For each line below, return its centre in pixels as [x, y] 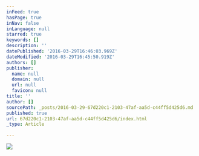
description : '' [27, 46]
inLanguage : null [28, 29]
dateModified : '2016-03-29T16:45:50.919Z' [60, 57]
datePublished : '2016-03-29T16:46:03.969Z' [62, 51]
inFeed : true [23, 12]
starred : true [24, 34]
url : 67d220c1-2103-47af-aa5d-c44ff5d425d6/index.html [77, 119]
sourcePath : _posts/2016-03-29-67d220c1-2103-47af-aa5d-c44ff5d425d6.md [100, 107]
